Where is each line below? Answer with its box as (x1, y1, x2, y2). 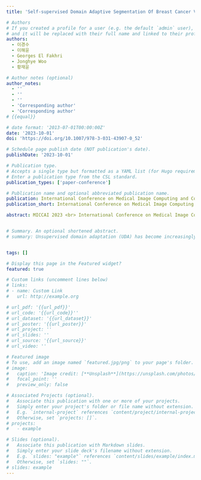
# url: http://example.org (6, 293, 79, 299)
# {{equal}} (6, 114, 36, 120)
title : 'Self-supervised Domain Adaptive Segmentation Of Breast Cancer (6, 8, 191, 15)
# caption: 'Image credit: (6, 371, 79, 377)
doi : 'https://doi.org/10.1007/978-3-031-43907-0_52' (6, 136, 144, 142)
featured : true (6, 266, 44, 272)
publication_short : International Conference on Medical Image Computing (6, 201, 194, 207)
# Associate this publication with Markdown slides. (6, 442, 146, 448)
